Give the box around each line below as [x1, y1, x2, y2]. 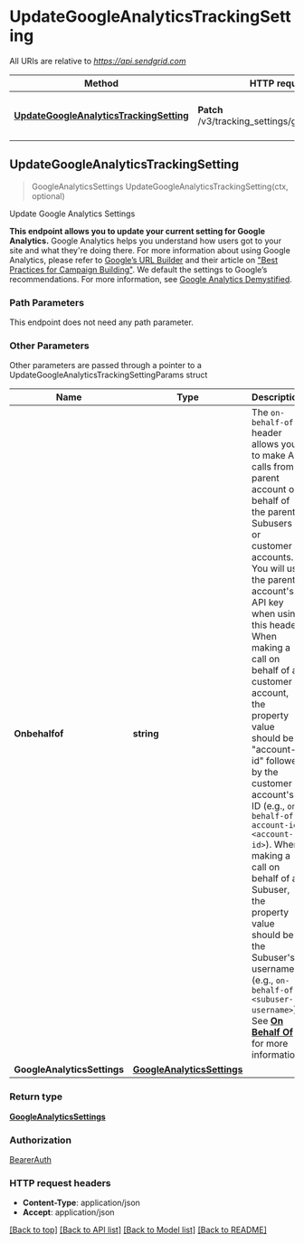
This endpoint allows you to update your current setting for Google [9, 225, 265, 236]
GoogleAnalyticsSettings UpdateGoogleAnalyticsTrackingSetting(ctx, [31, 181, 289, 192]
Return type [9, 1090, 63, 1103]
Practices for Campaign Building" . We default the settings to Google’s [9, 264, 268, 275]
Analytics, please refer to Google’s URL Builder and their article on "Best [9, 254, 279, 265]
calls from [252, 461, 294, 473]
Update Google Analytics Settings [9, 208, 136, 219]
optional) [31, 190, 65, 201]
